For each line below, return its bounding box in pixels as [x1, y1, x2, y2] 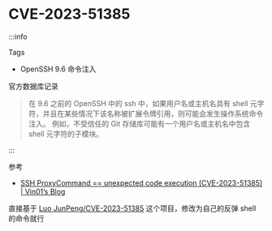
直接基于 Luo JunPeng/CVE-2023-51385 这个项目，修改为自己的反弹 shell [8, 203, 257, 213]
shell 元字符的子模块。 [28, 129, 104, 139]
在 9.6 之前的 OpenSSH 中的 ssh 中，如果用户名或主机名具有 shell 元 [28, 98, 257, 108]
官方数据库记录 [8, 81, 58, 91]
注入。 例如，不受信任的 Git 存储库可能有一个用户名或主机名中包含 [28, 118, 251, 128]
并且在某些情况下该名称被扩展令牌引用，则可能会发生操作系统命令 [42, 109, 264, 118]
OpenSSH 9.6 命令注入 [19, 64, 97, 74]
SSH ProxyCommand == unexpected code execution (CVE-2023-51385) [19, 178, 263, 187]
